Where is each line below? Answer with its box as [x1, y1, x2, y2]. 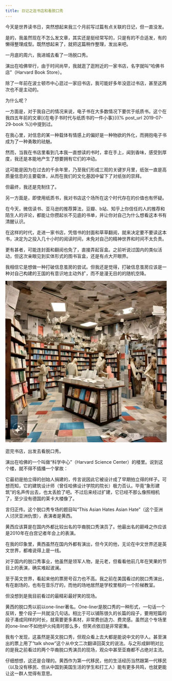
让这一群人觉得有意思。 [5, 670, 55, 676]
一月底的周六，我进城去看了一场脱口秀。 [5, 52, 91, 58]
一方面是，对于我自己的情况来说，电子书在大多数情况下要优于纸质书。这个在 [5, 108, 167, 114]
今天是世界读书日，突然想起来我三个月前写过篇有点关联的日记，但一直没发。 [5, 24, 167, 30]
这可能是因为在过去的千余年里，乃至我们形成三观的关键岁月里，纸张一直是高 [5, 167, 167, 173]
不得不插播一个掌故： [23, 465, 68, 471]
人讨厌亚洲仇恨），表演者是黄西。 [5, 512, 75, 519]
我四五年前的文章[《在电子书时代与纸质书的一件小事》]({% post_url [5, 114, 142, 120]
